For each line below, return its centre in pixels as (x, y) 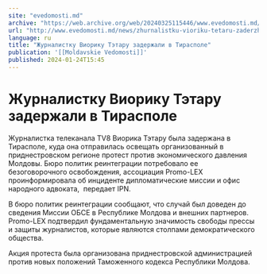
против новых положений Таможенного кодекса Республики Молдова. (129, 261)
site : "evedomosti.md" (46, 15)
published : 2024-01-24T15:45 (56, 60)
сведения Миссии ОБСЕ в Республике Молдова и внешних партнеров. (128, 212)
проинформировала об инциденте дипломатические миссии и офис (124, 180)
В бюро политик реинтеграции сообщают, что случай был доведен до (127, 204)
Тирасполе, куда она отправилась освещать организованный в (116, 146)
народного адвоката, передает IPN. (70, 188)
